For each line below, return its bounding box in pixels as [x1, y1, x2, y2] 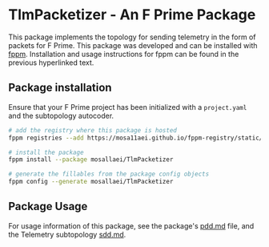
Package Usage [8, 200, 88, 213]
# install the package [8, 148, 84, 156]
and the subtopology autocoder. [8, 111, 114, 120]
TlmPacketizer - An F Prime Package [8, 6, 256, 24]
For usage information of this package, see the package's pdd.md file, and [8, 221, 255, 230]
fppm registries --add [8, 134, 84, 142]
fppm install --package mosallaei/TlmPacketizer [8, 156, 174, 164]
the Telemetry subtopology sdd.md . [8, 229, 126, 239]
